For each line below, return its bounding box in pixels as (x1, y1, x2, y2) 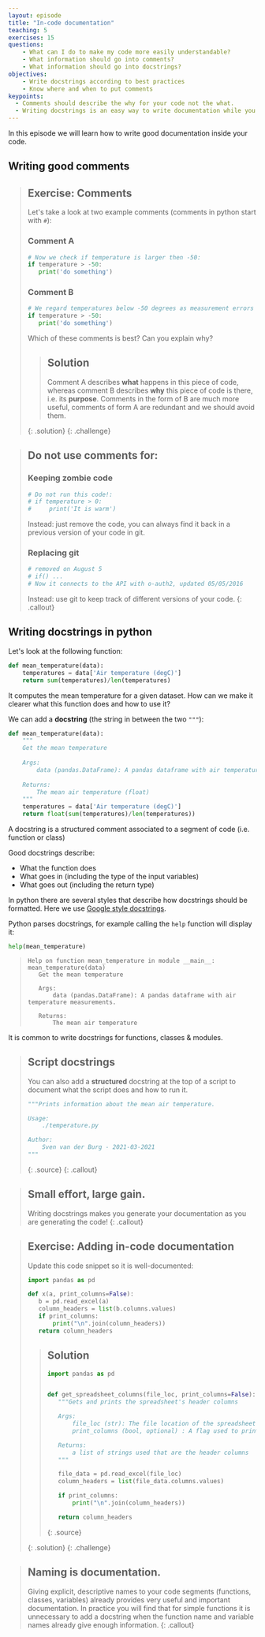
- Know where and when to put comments (22, 84, 154, 93)
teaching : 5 (8, 26, 47, 34)
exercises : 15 (8, 33, 55, 42)
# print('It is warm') (27, 505, 117, 513)
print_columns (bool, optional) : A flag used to (72, 1426, 239, 1435)
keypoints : (8, 92, 44, 100)
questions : (8, 41, 44, 49)
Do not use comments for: (27, 449, 159, 462)
